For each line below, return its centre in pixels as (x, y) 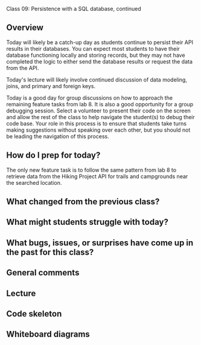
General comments (43, 273)
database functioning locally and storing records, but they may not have (96, 55)
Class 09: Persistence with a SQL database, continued (74, 9)
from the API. (23, 68)
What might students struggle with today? (88, 222)
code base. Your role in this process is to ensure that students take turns (97, 123)
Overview (25, 27)
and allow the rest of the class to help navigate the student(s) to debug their (101, 117)
